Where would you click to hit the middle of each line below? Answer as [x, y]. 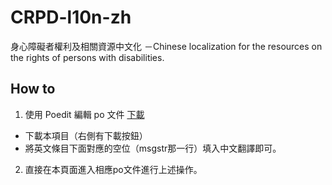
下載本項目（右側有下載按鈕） [86, 135]
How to [33, 89]
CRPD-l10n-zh [71, 17]
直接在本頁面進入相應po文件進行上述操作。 [113, 169]
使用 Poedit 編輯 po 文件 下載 [84, 114]
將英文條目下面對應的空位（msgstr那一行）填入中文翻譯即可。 [153, 148]
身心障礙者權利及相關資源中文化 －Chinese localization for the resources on [166, 46]
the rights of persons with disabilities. [87, 57]
